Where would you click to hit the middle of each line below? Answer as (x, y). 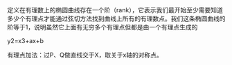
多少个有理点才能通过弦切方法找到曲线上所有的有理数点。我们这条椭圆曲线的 (116, 18)
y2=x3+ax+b (25, 41)
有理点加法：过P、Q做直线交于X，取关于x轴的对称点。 (85, 55)
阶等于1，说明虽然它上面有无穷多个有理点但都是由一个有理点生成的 (102, 27)
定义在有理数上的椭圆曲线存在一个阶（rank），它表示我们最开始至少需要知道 (115, 10)
